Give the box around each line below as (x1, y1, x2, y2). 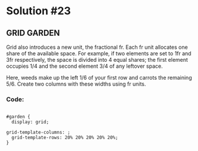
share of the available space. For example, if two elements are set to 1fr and (6, 50, 191, 57)
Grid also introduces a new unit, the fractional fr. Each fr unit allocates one (6, 43, 188, 51)
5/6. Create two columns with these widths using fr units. (6, 80, 146, 87)
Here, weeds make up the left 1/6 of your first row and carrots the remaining (6, 74, 192, 81)
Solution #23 (6, 4, 71, 18)
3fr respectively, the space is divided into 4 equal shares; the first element (6, 56, 188, 63)
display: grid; (11, 119, 49, 125)
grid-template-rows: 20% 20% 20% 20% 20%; (11, 135, 118, 141)
